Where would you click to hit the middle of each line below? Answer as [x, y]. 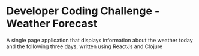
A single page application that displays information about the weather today [99, 40]
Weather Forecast [52, 24]
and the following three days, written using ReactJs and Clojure [85, 46]
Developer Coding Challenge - [83, 11]
